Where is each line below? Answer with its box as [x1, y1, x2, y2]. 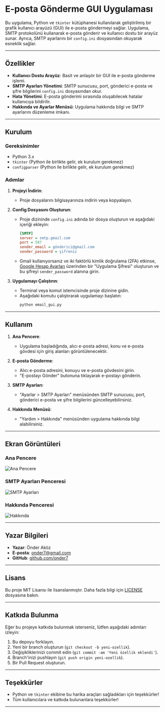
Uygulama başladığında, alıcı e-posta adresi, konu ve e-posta [19, 343, 144, 349]
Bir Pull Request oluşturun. [12, 659, 66, 665]
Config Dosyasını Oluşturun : [12, 206, 72, 212]
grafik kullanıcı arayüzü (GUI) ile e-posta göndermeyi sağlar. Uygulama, [5, 25, 150, 30]
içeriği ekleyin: [19, 221, 49, 227]
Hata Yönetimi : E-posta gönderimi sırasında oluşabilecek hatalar [12, 93, 143, 99]
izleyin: [5, 629, 20, 635]
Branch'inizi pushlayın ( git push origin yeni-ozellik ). [12, 655, 124, 660]
